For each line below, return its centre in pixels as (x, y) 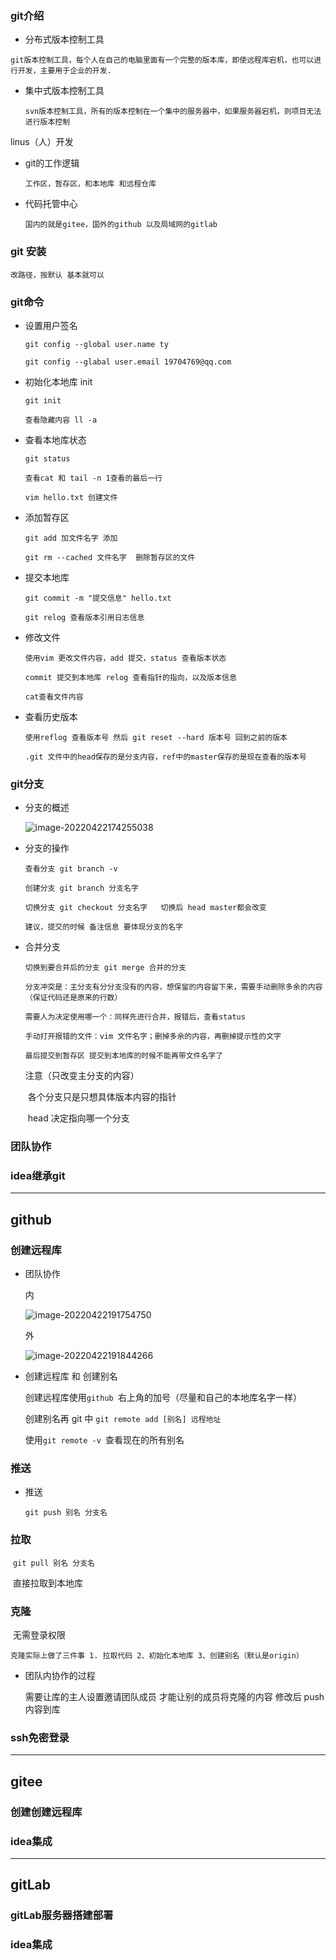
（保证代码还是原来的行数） (73, 998)
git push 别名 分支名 (66, 1513)
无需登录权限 (39, 1634)
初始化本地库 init (58, 381)
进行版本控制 (47, 122)
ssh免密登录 (40, 1737)
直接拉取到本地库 (47, 1583)
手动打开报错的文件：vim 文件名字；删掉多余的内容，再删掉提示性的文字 (153, 1037)
